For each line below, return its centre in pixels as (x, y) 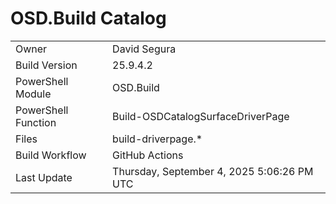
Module (33, 94)
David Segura (144, 49)
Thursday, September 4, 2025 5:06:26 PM (213, 171)
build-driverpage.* (157, 139)
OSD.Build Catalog (88, 18)
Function (36, 122)
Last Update (44, 177)
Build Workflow (51, 155)
